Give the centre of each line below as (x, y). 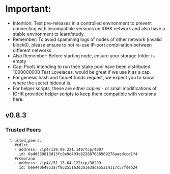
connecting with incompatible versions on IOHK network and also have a (89, 28)
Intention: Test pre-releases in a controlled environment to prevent (82, 23)
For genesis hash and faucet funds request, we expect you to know (83, 77)
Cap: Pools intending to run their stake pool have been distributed (81, 67)
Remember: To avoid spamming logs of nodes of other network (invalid (87, 39)
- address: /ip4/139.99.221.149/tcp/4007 (59, 149)
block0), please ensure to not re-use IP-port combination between (82, 45)
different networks (32, 50)
